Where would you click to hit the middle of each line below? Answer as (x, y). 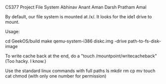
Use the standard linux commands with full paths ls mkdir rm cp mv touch (80, 71)
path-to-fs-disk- (144, 41)
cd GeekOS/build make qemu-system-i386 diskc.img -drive (66, 41)
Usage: (12, 31)
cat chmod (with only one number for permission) (56, 76)
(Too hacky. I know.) (26, 61)
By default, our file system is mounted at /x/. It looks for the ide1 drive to (79, 17)
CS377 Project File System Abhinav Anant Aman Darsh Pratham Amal (76, 7)
